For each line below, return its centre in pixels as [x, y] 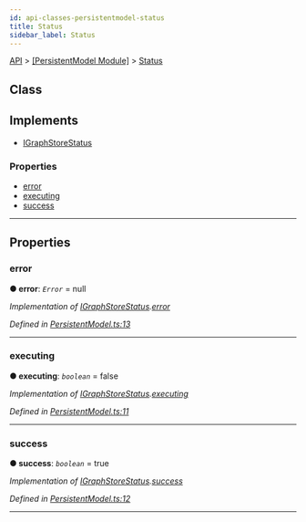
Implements [44, 121]
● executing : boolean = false [64, 376]
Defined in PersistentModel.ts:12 [70, 499]
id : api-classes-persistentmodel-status [87, 18]
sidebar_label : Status [52, 35]
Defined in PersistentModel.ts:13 [70, 324]
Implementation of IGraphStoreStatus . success [97, 481]
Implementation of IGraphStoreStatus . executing [99, 393]
